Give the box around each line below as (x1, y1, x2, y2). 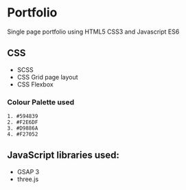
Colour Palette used (7, 97, 75, 107)
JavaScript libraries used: (7, 150, 120, 161)
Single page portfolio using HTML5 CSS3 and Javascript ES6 (7, 27, 180, 36)
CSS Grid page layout (16, 73, 78, 81)
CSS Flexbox (16, 80, 54, 88)
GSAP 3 (16, 167, 40, 176)
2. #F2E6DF (7, 119, 38, 126)
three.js (16, 175, 39, 183)
